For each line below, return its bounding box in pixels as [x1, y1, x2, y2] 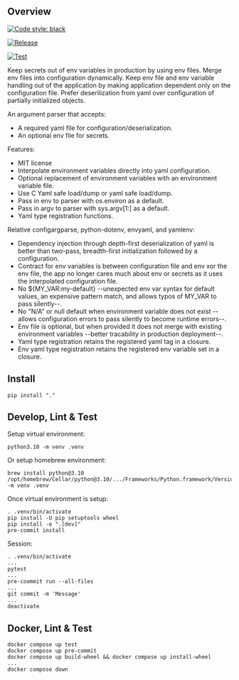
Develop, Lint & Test [7, 411, 97, 423]
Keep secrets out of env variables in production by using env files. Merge [7, 65, 222, 74]
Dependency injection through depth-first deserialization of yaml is [17, 239, 215, 247]
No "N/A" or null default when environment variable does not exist [17, 307, 211, 315]
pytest [7, 566, 27, 573]
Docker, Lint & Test [7, 622, 92, 635]
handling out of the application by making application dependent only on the [7, 81, 231, 90]
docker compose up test [7, 641, 78, 649]
